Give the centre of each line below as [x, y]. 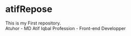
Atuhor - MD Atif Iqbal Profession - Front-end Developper [65, 28]
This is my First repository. [33, 23]
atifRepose [29, 9]
